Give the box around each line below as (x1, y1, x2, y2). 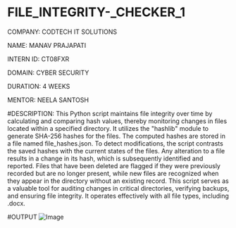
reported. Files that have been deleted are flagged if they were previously (7, 161, 221, 170)
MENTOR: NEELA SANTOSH (7, 96, 89, 104)
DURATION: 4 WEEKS (7, 82, 70, 90)
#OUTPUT (7, 213, 37, 221)
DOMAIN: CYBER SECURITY (7, 68, 89, 77)
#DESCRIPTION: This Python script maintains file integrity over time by (7, 109, 213, 118)
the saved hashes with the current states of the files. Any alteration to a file (7, 146, 225, 155)
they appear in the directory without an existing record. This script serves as (7, 177, 229, 185)
